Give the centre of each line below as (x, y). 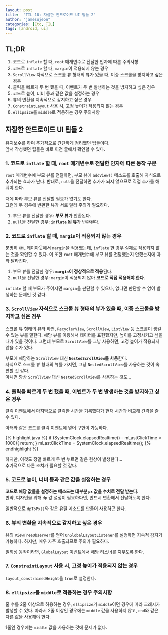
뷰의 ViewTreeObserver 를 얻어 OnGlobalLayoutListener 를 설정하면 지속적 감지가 (84, 535)
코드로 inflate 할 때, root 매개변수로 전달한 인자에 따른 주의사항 (75, 61)
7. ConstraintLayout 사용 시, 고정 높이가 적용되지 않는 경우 (72, 566)
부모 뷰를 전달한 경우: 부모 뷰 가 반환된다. (52, 216)
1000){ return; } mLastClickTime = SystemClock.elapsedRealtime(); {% (78, 443)
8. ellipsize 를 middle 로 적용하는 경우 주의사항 (59, 592)
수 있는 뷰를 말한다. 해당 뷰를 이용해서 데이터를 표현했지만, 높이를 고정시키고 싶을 (84, 335)
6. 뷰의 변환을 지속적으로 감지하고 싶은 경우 (54, 523)
